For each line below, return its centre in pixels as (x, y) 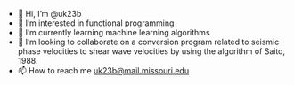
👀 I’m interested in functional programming (96, 23)
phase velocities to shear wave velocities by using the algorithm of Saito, (151, 51)
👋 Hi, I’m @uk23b (49, 14)
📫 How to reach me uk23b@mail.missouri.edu (103, 70)
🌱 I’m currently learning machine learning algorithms (114, 32)
